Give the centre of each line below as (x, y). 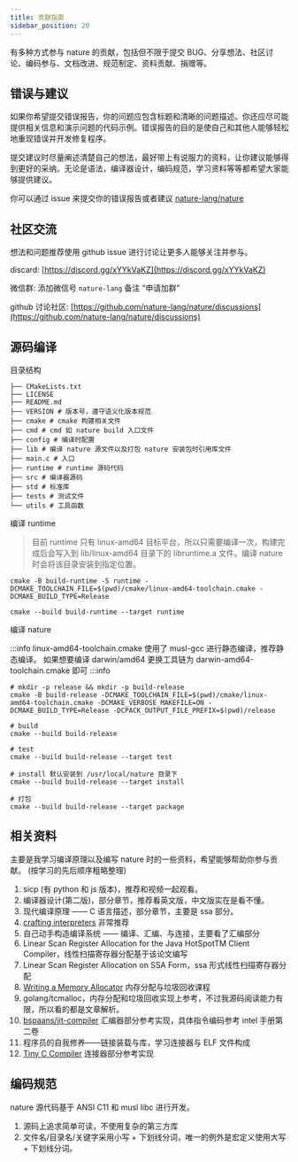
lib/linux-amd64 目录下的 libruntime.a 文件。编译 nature (182, 553)
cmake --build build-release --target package (97, 807)
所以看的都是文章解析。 (81, 1009)
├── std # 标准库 (40, 487)
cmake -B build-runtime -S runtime (76, 581)
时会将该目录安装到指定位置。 (86, 564)
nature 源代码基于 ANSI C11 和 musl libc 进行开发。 (102, 1107)
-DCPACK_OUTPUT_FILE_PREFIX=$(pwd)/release (194, 710)
